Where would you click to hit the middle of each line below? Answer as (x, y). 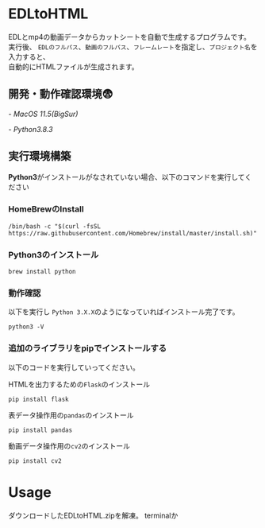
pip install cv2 (35, 461)
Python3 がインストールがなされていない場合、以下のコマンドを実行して (127, 177)
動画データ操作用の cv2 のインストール (69, 445)
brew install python (42, 272)
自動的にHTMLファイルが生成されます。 (73, 66)
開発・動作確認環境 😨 (61, 94)
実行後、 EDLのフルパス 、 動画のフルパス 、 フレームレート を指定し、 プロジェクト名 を (133, 47)
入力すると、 (29, 56)
